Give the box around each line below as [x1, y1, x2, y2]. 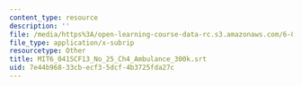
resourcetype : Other [9, 47, 87, 56]
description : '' [9, 21, 70, 30]
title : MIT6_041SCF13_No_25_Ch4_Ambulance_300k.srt [9, 55, 207, 64]
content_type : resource [9, 13, 99, 22]
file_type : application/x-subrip [9, 38, 135, 47]
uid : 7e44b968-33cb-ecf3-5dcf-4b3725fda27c [9, 64, 175, 73]
